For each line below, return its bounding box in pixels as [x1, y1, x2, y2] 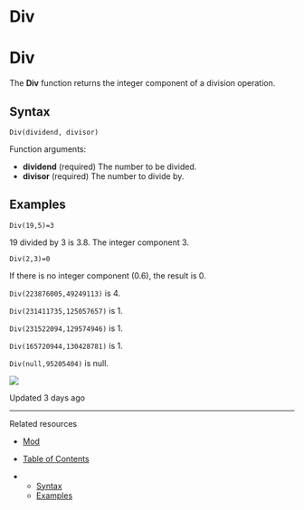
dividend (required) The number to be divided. [22, 161, 197, 172]
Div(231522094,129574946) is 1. [9, 323, 124, 334]
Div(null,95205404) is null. [9, 357, 109, 368]
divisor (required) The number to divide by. [22, 170, 185, 182]
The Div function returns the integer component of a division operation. [9, 78, 276, 89]
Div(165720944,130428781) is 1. [9, 340, 124, 351]
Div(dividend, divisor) [9, 127, 100, 137]
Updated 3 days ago [9, 392, 86, 403]
